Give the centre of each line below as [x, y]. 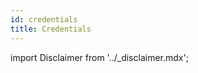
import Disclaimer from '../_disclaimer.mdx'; [99, 57]
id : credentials [44, 19]
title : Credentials [51, 29]
